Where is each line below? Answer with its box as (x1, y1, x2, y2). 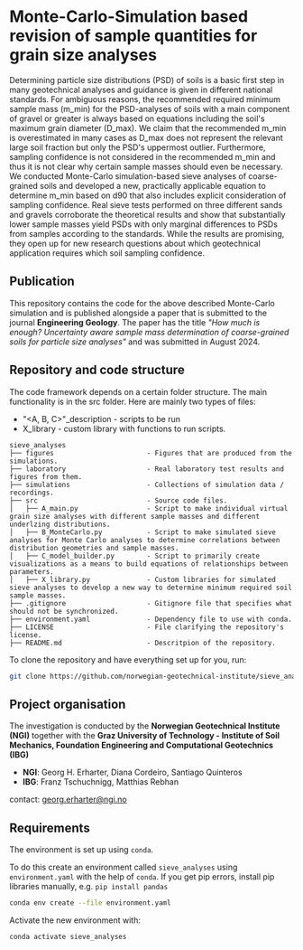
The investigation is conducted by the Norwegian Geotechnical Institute (9, 720, 280, 731)
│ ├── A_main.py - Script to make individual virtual (9, 503, 289, 513)
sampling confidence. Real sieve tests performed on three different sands (9, 199, 283, 210)
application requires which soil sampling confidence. (9, 247, 206, 259)
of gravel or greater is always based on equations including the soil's (9, 113, 265, 124)
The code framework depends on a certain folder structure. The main (9, 386, 268, 397)
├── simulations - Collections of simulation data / (9, 480, 284, 489)
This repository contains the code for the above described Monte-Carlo (9, 297, 275, 308)
